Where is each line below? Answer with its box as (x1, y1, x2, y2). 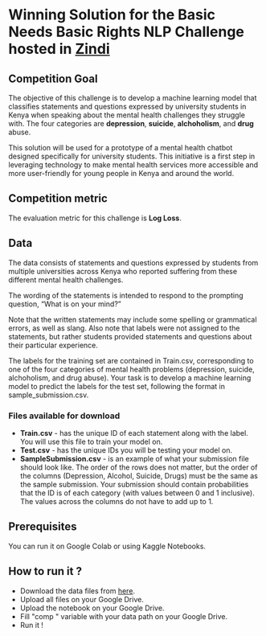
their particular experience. (8, 340, 99, 350)
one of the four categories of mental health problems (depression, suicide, (8, 364, 255, 374)
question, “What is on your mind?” (8, 299, 122, 309)
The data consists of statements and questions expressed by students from (8, 257, 259, 267)
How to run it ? (8, 564, 83, 578)
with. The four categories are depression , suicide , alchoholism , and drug (8, 119, 255, 128)
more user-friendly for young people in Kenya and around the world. (8, 169, 235, 178)
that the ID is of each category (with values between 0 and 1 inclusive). (19, 488, 255, 498)
